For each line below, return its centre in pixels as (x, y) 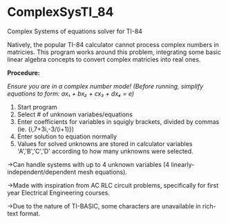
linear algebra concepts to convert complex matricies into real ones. (104, 59)
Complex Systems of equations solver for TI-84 (75, 31)
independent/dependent (42, 172)
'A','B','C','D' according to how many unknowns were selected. (105, 151)
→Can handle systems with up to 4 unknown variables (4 (88, 164)
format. (30, 213)
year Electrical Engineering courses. (59, 193)
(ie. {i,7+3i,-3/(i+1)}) (46, 129)
